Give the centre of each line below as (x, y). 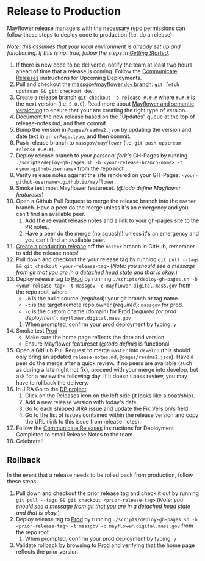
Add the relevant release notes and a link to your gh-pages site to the (112, 220)
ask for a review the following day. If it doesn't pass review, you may (102, 376)
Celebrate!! (30, 441)
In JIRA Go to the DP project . (52, 389)
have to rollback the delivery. (52, 382)
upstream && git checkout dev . (55, 90)
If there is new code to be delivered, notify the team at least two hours (104, 65)
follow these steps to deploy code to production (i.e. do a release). (91, 34)
